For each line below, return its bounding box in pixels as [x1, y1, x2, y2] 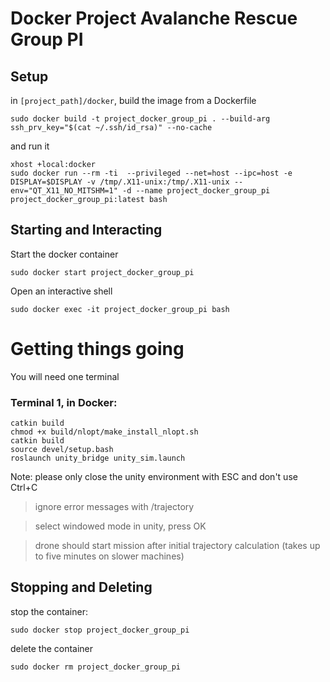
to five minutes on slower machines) [34, 550, 185, 562]
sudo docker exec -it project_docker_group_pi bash [10, 304, 230, 314]
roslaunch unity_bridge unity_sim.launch [10, 453, 186, 464]
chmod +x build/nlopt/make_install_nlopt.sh [10, 427, 199, 437]
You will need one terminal [10, 370, 120, 382]
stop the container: [10, 605, 88, 617]
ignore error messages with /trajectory [34, 501, 195, 513]
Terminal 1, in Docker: [10, 395, 118, 409]
